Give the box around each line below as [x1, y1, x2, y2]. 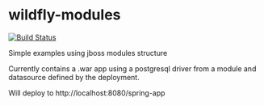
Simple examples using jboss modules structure [8, 48, 168, 57]
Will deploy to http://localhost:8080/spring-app [8, 87, 166, 98]
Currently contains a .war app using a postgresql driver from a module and [8, 63, 257, 74]
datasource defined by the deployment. [8, 72, 140, 82]
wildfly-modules [8, 6, 121, 24]
